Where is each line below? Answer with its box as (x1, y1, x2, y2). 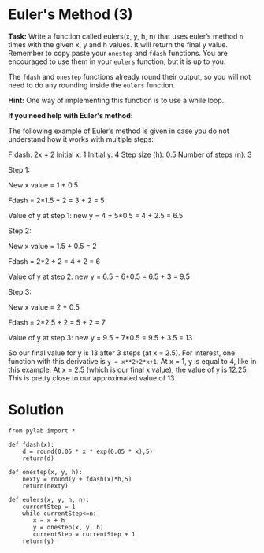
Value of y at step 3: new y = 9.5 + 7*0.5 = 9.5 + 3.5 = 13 (8, 332, 193, 342)
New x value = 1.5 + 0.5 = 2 (8, 241, 97, 251)
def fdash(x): (8, 440, 55, 448)
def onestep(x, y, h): (8, 468, 83, 476)
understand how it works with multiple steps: (8, 134, 154, 143)
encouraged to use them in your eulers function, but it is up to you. (8, 57, 226, 66)
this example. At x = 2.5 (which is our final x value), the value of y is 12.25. (8, 365, 248, 374)
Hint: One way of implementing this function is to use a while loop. (8, 95, 225, 105)
